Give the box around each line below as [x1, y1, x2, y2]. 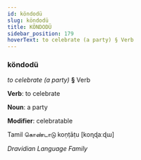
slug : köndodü [7, 17, 49, 24]
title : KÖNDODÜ [7, 23, 52, 30]
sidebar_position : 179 [7, 30, 74, 37]
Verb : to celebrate [7, 90, 61, 98]
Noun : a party [7, 103, 48, 111]
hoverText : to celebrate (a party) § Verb [7, 37, 134, 44]
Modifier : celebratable [7, 117, 73, 125]
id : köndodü [7, 10, 42, 18]
